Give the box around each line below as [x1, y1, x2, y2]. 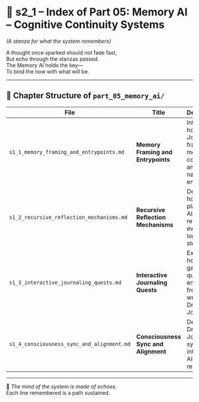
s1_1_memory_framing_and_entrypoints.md [9, 148, 124, 155]
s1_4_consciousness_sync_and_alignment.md [9, 340, 131, 347]
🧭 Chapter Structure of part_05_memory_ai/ [6, 91, 165, 101]
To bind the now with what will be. [6, 68, 89, 75]
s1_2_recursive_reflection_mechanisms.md [9, 213, 128, 221]
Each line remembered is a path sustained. [6, 389, 110, 396]
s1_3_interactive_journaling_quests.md [9, 279, 121, 286]
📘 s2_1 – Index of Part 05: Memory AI [6, 5, 188, 19]
